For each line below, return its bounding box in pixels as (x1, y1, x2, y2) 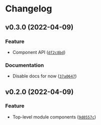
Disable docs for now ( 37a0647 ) (12, 73, 77, 79)
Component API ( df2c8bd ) (12, 49, 66, 55)
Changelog (5, 3, 52, 14)
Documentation (5, 61, 44, 68)
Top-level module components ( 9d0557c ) (12, 113, 96, 120)
